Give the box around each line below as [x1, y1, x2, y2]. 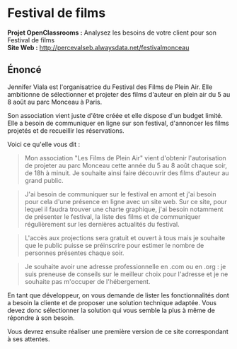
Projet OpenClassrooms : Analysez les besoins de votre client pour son [7, 28, 217, 37]
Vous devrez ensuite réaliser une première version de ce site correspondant [7, 327, 229, 336]
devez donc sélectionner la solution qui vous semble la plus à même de [7, 306, 216, 314]
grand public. [24, 176, 64, 184]
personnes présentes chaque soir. [24, 249, 125, 257]
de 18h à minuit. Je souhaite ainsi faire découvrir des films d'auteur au [24, 168, 229, 177]
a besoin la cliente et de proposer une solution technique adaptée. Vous [7, 298, 217, 307]
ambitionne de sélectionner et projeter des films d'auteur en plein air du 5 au [7, 90, 231, 98]
